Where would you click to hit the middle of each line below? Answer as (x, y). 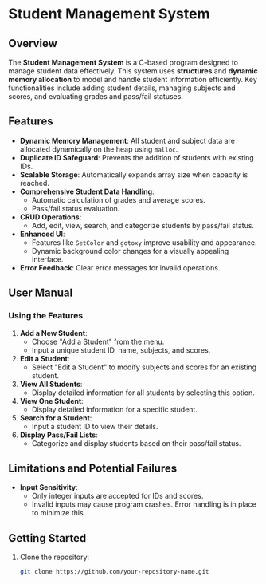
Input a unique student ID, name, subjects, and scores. (121, 350)
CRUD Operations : (51, 217)
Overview (33, 43)
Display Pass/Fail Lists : (59, 435)
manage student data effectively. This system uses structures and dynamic (133, 71)
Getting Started (47, 538)
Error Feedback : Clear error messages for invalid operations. (120, 267)
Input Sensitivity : (49, 487)
